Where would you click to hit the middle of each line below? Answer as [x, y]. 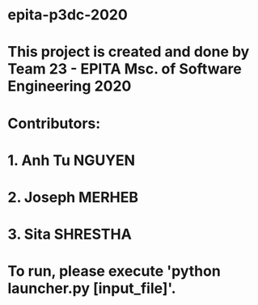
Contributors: [54, 123]
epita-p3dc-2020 [68, 15]
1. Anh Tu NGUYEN [71, 160]
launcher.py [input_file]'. [92, 288]
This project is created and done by [129, 52]
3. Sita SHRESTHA [70, 234]
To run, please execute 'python [114, 271]
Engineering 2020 [70, 86]
